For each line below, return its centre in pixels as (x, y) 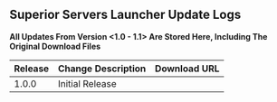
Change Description (102, 69)
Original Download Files (55, 46)
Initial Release (87, 83)
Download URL (187, 69)
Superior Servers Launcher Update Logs (125, 15)
